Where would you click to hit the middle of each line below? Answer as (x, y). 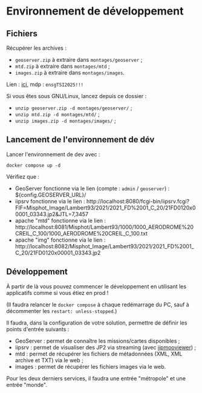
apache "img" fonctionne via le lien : (60, 240)
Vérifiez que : (23, 176)
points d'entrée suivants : (38, 329)
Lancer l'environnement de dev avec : (53, 154)
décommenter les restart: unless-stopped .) (62, 311)
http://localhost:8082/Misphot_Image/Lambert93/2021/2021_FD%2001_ (105, 246)
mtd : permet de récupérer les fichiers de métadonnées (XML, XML (99, 354)
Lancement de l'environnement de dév (80, 140)
